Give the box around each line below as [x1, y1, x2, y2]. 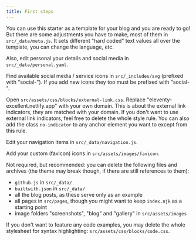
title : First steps [6, 8, 54, 15]
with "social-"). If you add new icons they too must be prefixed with [6, 78, 170, 85]
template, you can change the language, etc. [6, 43, 114, 50]
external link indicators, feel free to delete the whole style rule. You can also [6, 115, 190, 122]
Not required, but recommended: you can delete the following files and [6, 161, 177, 168]
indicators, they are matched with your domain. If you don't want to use [6, 108, 179, 115]
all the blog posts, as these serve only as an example [14, 191, 143, 198]
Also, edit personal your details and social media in [6, 54, 129, 61]
